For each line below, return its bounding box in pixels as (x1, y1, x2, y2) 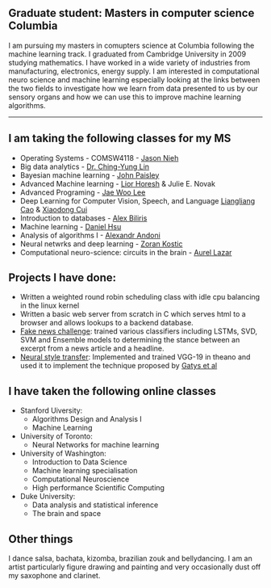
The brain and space (31, 509, 102, 519)
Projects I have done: (8, 271, 117, 285)
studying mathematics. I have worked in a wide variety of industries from (8, 57, 251, 67)
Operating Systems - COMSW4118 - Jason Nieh (19, 153, 179, 162)
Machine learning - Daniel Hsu (19, 221, 122, 231)
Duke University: (19, 492, 76, 502)
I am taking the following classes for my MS (8, 132, 231, 145)
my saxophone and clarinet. (8, 571, 101, 581)
